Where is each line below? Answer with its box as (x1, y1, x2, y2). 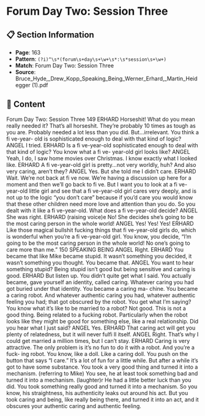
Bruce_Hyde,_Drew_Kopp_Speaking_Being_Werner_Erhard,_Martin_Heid (15, 75, 198, 82)
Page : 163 (15, 49, 41, 56)
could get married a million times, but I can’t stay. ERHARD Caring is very (6, 337, 190, 344)
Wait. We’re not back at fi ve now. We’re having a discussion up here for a (6, 174, 192, 182)
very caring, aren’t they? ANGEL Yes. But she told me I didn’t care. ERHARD (6, 168, 196, 175)
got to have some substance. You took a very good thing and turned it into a (6, 363, 198, 371)
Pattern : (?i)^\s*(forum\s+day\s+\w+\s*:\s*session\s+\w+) (15, 55, 167, 63)
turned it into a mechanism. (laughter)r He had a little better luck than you (6, 376, 192, 383)
